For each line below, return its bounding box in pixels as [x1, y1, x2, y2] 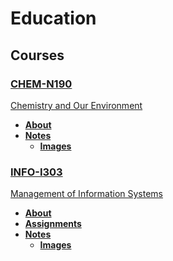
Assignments [24, 218, 82, 230]
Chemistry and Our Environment [10, 99, 143, 111]
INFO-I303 [10, 165, 63, 179]
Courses [10, 47, 65, 64]
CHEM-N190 [10, 77, 73, 91]
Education [10, 7, 97, 30]
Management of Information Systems [10, 188, 164, 200]
